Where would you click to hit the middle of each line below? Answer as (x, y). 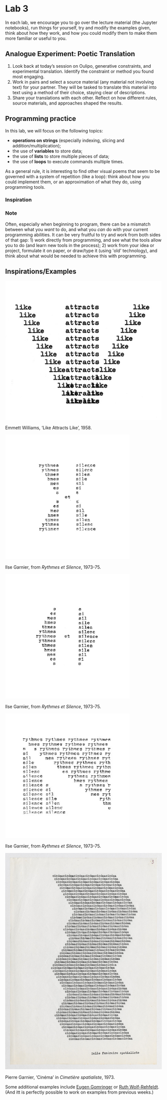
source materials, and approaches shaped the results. (68, 103)
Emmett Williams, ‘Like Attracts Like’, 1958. (48, 428)
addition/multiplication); (37, 145)
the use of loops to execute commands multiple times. (68, 161)
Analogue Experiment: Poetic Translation (70, 54)
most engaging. (28, 76)
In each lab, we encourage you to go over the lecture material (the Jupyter (81, 22)
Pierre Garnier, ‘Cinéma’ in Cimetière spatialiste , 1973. (60, 1077)
